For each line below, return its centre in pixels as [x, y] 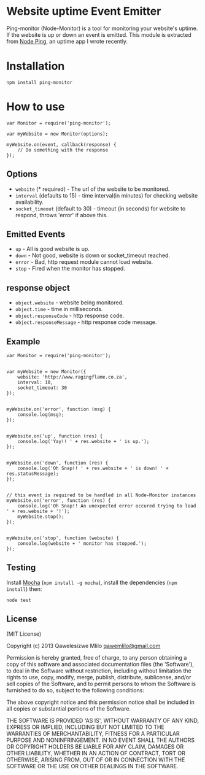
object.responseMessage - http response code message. [86, 322]
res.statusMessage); [33, 474]
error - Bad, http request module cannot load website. [84, 262]
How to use [36, 107]
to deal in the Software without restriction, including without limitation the [99, 671]
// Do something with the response [63, 150]
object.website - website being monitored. [69, 303]
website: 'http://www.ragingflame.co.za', [72, 377]
